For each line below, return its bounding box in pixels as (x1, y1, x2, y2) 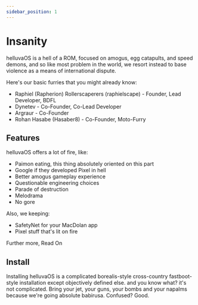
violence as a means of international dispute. (6, 67, 116, 74)
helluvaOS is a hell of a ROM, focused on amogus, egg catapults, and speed (6, 54, 193, 62)
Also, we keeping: (6, 210, 50, 217)
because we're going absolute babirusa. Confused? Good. (6, 292, 150, 299)
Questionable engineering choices (14, 179, 100, 187)
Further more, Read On (6, 240, 63, 247)
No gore (14, 199, 35, 206)
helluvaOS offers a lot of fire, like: (6, 149, 88, 156)
